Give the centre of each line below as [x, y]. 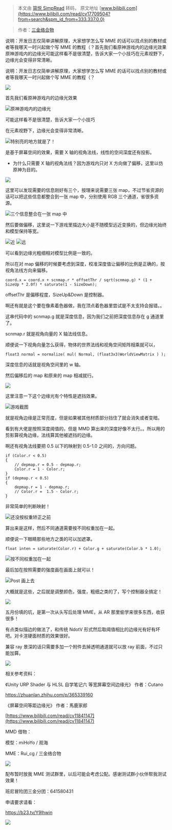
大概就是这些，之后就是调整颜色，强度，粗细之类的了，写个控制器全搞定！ [84, 591]
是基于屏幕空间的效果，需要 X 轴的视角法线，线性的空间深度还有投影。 [80, 152]
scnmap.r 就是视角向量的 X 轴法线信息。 [48, 334]
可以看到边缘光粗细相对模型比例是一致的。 [50, 253]
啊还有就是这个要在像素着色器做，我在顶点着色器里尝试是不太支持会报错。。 [85, 305]
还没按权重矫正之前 [31, 517]
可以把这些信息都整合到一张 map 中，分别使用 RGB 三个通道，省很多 [82, 196]
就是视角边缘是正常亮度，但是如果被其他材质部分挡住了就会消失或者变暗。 [84, 418]
